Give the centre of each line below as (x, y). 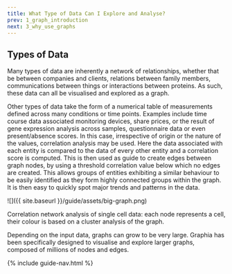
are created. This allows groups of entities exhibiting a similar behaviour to (113, 173)
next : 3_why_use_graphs (42, 26)
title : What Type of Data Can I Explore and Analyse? (87, 13)
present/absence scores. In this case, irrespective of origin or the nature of (114, 136)
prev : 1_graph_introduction (48, 20)
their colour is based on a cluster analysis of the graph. (86, 221)
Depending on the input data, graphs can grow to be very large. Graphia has (116, 235)
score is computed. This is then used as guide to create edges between (109, 158)
